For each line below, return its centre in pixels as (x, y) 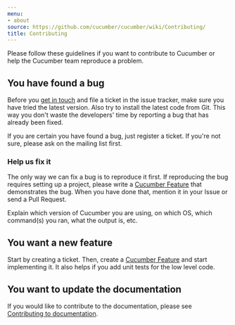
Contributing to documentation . (53, 313)
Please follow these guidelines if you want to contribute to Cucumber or (111, 53)
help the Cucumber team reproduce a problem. (76, 61)
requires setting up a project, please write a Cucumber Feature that (104, 184)
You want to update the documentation (94, 289)
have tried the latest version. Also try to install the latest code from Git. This (116, 108)
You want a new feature (60, 242)
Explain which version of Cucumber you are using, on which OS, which (110, 213)
